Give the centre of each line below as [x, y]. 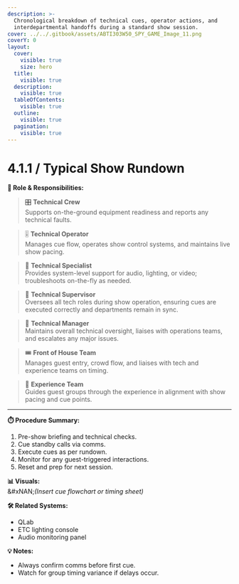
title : [23, 73]
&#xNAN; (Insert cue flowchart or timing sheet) [75, 492]
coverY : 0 [22, 41]
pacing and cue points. [58, 400]
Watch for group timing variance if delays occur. [88, 573]
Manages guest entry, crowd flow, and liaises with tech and [112, 363]
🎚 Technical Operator [57, 234]
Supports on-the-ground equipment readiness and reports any [116, 212]
